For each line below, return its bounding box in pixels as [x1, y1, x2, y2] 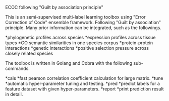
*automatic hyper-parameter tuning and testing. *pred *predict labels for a [5, 80, 160, 86]
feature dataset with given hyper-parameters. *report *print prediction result [5, 86, 164, 92]
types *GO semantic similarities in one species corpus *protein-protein [5, 40, 153, 46]
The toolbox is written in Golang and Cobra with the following [5, 60, 133, 66]
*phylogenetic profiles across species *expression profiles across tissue [5, 35, 156, 40]
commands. [5, 65, 30, 71]
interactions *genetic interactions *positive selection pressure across [5, 45, 149, 51]
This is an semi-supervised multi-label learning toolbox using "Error [5, 14, 146, 20]
